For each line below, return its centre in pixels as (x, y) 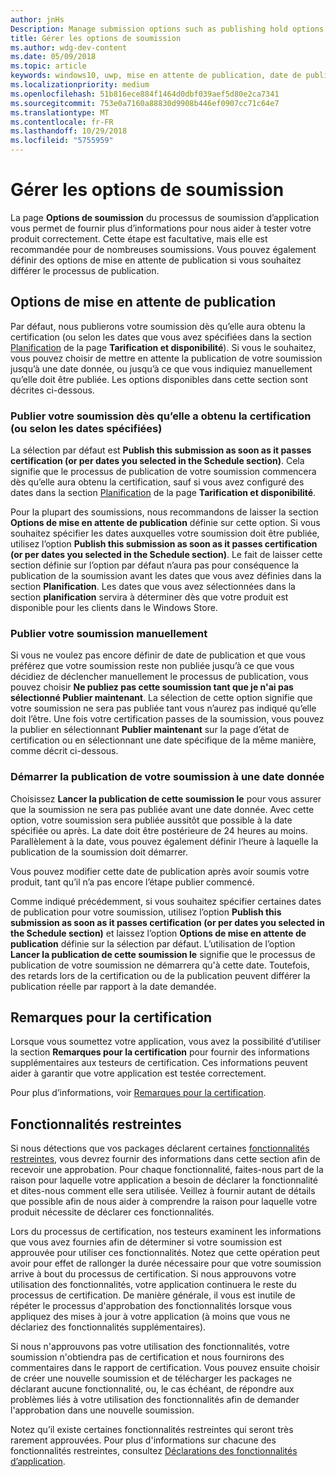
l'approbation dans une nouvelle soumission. (102, 1410)
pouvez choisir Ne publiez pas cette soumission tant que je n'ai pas (152, 687)
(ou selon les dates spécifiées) (86, 428)
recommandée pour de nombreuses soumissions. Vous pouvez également (163, 249)
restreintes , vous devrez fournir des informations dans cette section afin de (165, 1159)
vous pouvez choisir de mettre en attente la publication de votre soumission (166, 358)
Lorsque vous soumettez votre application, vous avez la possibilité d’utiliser (166, 1042)
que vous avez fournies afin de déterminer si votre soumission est (146, 1242)
